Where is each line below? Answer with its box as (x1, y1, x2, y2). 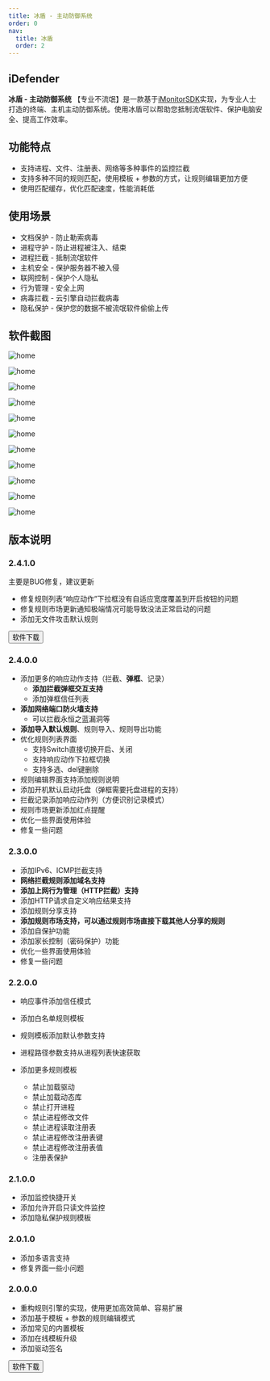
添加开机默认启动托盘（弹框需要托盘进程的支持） (19, 785, 183, 795)
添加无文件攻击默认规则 (19, 615, 98, 624)
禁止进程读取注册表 (31, 1122, 97, 1131)
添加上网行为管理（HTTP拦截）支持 (19, 885, 139, 895)
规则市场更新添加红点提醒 (19, 805, 106, 815)
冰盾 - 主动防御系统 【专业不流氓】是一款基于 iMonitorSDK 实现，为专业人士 (8, 94, 256, 103)
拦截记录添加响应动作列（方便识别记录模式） (19, 795, 169, 804)
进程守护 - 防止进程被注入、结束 (19, 242, 127, 252)
